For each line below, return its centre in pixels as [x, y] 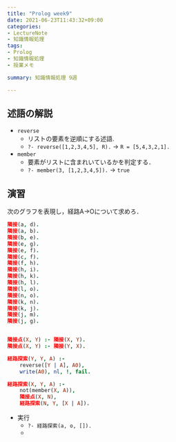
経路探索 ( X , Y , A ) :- [36, 384]
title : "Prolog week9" [40, 14]
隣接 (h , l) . [23, 283]
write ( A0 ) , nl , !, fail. [55, 371]
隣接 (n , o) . [23, 295]
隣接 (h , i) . [23, 270]
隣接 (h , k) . [23, 276]
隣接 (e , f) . [23, 250]
